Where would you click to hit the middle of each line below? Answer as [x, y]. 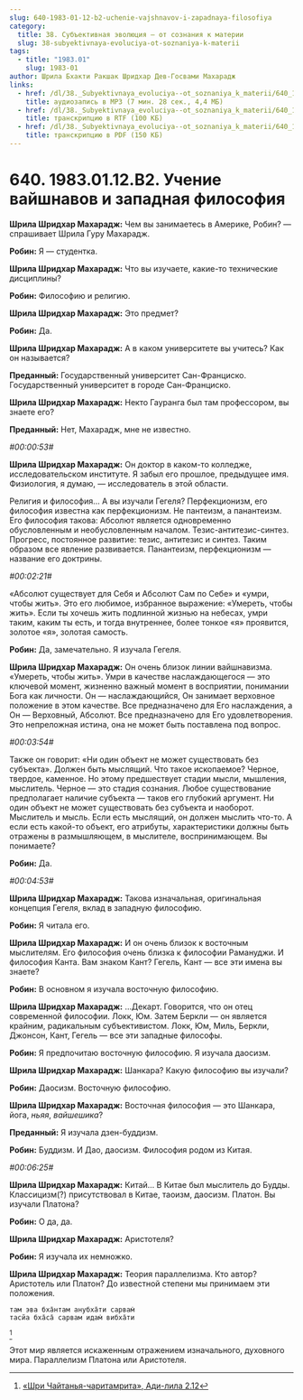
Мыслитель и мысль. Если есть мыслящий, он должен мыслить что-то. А [151, 817]
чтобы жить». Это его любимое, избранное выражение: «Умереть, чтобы [151, 603]
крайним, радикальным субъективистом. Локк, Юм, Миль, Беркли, [139, 1025]
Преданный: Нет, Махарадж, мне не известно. [100, 429]
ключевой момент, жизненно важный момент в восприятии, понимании [149, 686]
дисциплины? [35, 278]
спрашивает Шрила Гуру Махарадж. [80, 233]
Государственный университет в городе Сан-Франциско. [120, 385]
